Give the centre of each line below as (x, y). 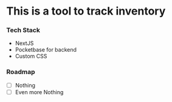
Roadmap (21, 72)
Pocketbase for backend (46, 50)
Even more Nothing (39, 92)
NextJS (24, 43)
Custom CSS (31, 56)
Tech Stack (23, 30)
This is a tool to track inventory (86, 11)
